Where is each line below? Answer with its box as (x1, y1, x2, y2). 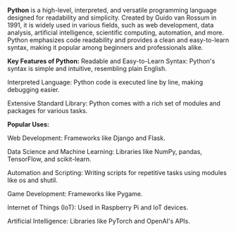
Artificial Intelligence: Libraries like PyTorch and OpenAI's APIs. (7, 217, 190, 225)
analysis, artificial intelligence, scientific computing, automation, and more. (7, 28, 224, 37)
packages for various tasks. (7, 107, 88, 115)
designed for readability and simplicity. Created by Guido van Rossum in (7, 13, 217, 22)
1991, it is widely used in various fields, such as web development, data (7, 21, 214, 29)
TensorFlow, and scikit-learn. (7, 155, 92, 163)
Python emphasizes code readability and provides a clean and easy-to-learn (7, 36, 230, 44)
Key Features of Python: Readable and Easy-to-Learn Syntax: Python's (7, 57, 216, 65)
